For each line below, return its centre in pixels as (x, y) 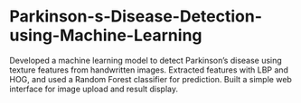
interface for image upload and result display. (94, 89)
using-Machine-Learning (106, 35)
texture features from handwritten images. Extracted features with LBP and (149, 70)
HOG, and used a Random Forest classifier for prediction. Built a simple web (150, 79)
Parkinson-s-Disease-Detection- (136, 17)
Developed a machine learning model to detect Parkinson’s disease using (146, 60)
